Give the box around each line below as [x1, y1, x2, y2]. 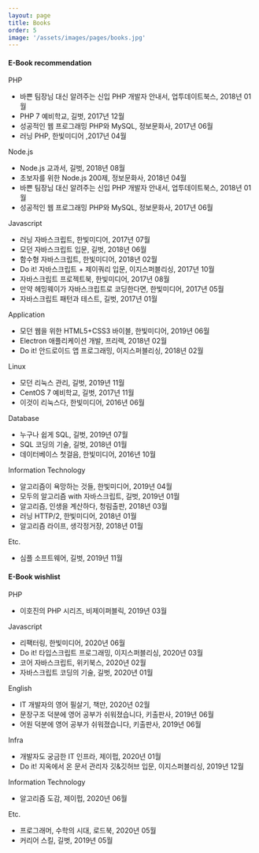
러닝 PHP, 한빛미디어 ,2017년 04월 [19, 131, 128, 141]
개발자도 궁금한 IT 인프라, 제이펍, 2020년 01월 [19, 751, 161, 761]
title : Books [8, 19, 51, 27]
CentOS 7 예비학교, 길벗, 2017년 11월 [19, 388, 135, 397]
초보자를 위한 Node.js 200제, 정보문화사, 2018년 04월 [19, 173, 187, 182]
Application [8, 310, 46, 320]
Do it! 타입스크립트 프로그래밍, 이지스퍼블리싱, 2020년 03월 [19, 648, 203, 657]
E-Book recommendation [8, 58, 92, 67]
